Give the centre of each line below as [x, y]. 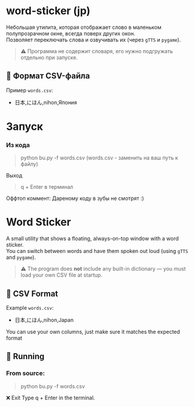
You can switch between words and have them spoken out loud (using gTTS [97, 251]
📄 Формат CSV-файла [48, 76]
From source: [26, 373]
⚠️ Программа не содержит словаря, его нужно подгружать [97, 51]
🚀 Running [25, 357]
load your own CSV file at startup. [61, 275]
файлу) [29, 164]
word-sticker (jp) [48, 11]
